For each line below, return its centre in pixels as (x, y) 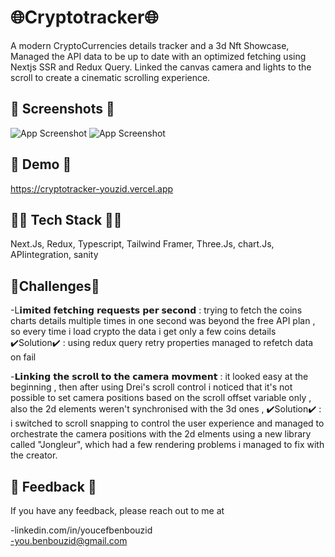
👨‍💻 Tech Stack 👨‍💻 (66, 219)
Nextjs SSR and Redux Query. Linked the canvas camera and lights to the (161, 67)
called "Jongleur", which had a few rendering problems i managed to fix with (167, 445)
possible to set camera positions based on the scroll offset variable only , (161, 398)
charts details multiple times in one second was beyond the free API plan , (163, 321)
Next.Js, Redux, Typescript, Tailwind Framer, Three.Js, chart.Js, (142, 244)
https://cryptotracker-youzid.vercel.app (92, 188)
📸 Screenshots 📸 (62, 109)
